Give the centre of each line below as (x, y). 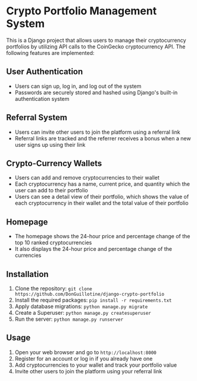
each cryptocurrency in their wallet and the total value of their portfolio (101, 203)
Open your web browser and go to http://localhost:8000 (85, 352)
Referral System (37, 118)
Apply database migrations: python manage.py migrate (81, 306)
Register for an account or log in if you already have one (84, 358)
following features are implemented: (50, 53)
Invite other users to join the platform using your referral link (88, 371)
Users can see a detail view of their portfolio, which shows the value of (102, 197)
